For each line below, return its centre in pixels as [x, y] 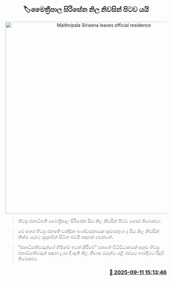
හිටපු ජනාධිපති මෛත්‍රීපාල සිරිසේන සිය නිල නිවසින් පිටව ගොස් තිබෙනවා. [89, 221]
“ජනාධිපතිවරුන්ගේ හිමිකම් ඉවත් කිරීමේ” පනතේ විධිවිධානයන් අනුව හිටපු [89, 247]
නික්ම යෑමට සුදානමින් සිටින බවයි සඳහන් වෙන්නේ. [66, 237]
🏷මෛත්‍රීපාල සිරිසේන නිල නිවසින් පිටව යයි [86, 9]
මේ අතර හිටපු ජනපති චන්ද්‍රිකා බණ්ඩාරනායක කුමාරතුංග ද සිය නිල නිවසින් [89, 231]
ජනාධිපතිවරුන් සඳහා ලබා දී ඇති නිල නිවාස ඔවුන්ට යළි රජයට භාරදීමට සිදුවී [91, 253]
